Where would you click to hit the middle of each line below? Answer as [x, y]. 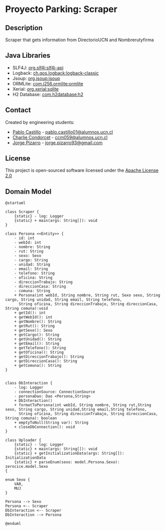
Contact [18, 110]
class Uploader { [23, 440]
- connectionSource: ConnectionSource [55, 392]
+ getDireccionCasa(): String [46, 361]
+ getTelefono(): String [40, 348]
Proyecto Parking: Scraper [61, 9]
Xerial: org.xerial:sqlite [36, 89]
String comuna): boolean [31, 418]
